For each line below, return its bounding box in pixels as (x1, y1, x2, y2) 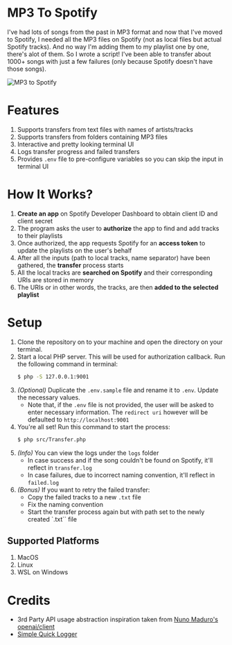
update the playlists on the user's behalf (17, 246, 132, 255)
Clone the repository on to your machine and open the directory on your (17, 338, 223, 346)
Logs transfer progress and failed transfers (17, 147, 140, 155)
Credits (7, 592, 51, 608)
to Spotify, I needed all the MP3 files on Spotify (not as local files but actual (7, 35, 222, 43)
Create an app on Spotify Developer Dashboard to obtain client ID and (17, 209, 218, 218)
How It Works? (7, 187, 93, 203)
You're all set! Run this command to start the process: (17, 422, 171, 431)
